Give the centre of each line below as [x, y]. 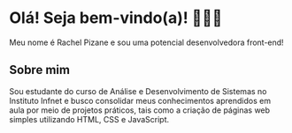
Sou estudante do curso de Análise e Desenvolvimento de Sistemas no [138, 91]
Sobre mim [40, 70]
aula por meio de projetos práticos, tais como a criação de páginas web [140, 110]
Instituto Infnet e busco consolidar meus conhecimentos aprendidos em [140, 100]
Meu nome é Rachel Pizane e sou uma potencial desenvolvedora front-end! [147, 42]
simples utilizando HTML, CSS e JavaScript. [89, 119]
